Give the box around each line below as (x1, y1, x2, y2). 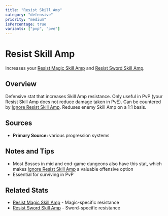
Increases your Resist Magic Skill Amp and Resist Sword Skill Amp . (5, 65, 145, 71)
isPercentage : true (5, 21, 47, 27)
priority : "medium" (5, 17, 47, 22)
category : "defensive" (5, 12, 53, 17)
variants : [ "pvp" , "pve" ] (5, 26, 60, 32)
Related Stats (5, 186, 49, 195)
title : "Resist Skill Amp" (5, 7, 62, 13)
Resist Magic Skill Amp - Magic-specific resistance (12, 199, 119, 206)
